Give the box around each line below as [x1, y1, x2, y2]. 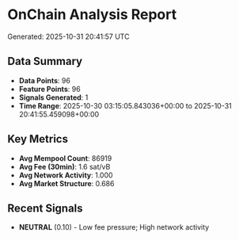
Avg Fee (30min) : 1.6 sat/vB [18, 162, 111, 171]
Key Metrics [7, 132, 69, 146]
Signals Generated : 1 [18, 93, 89, 102]
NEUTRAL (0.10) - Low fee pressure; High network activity [18, 223, 210, 232]
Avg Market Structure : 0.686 [18, 178, 115, 188]
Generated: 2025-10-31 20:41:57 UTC [7, 32, 130, 41]
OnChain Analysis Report [7, 6, 177, 24]
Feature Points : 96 [18, 84, 81, 93]
